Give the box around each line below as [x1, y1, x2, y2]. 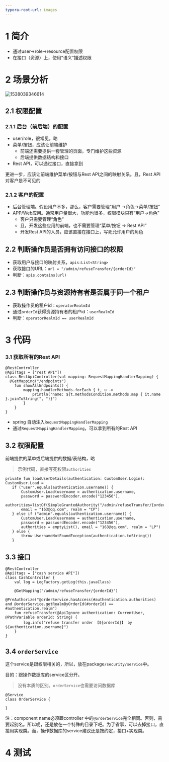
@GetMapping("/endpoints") [10, 378, 66, 384]
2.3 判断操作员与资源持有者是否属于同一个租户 [5, 288, 150, 297]
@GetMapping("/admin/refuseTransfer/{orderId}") [14, 588, 118, 594]
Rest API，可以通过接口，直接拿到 [12, 160, 83, 166]
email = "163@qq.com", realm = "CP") [21, 507, 100, 512]
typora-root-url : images [5, 7, 57, 13]
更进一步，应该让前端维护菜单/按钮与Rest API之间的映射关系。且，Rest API [5, 172, 161, 178]
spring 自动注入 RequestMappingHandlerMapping [12, 418, 108, 425]
